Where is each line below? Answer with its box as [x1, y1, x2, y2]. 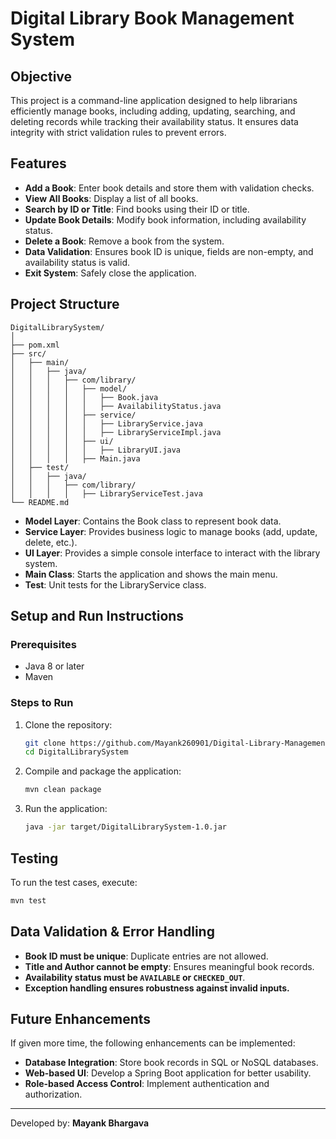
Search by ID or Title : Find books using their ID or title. [24, 203, 250, 215]
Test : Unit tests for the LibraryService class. [24, 578, 207, 591]
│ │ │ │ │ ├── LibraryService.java [10, 418, 203, 429]
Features [10, 155, 67, 172]
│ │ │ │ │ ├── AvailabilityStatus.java [10, 401, 222, 411]
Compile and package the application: [24, 765, 182, 777]
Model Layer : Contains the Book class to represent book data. [24, 515, 282, 527]
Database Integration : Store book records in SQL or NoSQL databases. [24, 1057, 319, 1069]
